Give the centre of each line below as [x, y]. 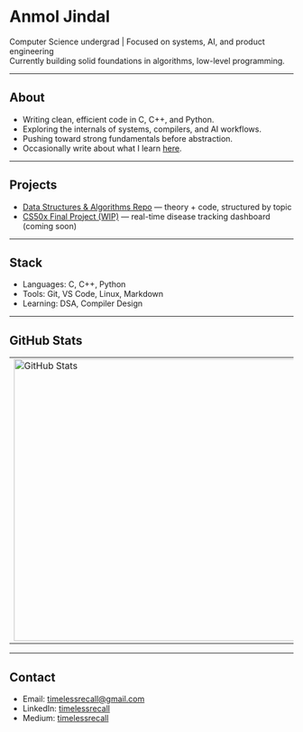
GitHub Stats [46, 340]
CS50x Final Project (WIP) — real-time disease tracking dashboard [146, 216]
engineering [32, 51]
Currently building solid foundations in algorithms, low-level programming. [147, 60]
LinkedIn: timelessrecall [66, 709]
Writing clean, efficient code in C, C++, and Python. [118, 119]
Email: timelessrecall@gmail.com [83, 699]
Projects [33, 185]
